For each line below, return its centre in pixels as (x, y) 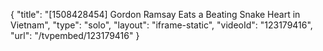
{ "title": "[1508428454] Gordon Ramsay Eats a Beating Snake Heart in (155, 14)
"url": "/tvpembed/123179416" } (75, 35)
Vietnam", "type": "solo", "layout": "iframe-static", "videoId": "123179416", (161, 25)
